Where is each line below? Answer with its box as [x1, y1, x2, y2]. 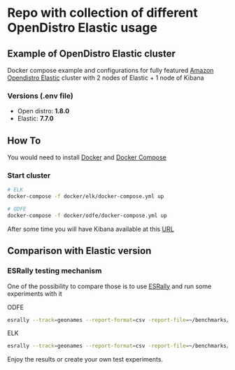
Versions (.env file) [7, 91, 73, 101]
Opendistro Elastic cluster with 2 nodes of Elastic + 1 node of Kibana [7, 73, 204, 82]
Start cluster [7, 171, 51, 180]
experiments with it [7, 289, 63, 298]
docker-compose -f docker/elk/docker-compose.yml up [7, 193, 164, 200]
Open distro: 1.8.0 [17, 107, 70, 115]
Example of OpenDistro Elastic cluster [7, 48, 176, 59]
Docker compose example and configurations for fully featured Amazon [7, 66, 214, 74]
